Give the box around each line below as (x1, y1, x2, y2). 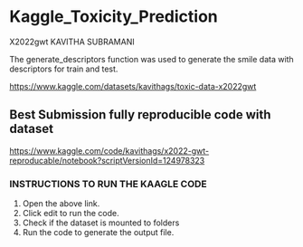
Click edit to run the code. (22, 208, 119, 219)
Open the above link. (22, 198, 100, 209)
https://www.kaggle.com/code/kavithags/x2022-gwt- (9, 145, 210, 156)
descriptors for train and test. (9, 63, 118, 74)
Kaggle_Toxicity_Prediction (9, 6, 219, 27)
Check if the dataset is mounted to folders (22, 217, 180, 228)
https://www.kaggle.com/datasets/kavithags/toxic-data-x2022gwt (9, 81, 257, 91)
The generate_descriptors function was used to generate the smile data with (9, 53, 294, 64)
